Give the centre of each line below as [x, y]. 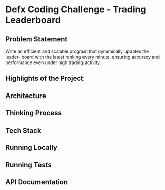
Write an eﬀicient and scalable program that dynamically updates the [77, 51]
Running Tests [28, 165]
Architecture [26, 96]
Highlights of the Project [44, 78]
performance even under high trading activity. [53, 62]
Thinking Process [33, 113]
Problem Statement [36, 39]
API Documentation [37, 182]
